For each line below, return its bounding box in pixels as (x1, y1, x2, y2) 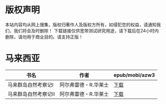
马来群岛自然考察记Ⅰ (7, 81, 54, 88)
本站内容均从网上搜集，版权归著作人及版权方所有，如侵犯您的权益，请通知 (5, 22, 157, 27)
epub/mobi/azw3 (113, 72, 155, 78)
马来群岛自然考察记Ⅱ (7, 90, 55, 97)
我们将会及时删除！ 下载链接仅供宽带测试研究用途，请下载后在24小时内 (13, 27, 159, 33)
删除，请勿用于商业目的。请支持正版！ (5, 34, 83, 40)
